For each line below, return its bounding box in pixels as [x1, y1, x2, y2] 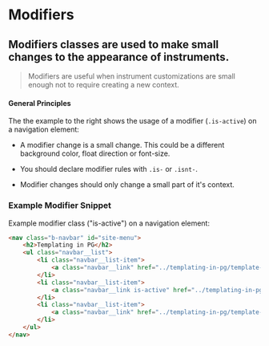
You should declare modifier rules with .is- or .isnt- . [19, 165, 199, 174]
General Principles [8, 98, 71, 108]
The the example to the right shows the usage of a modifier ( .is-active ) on [8, 116, 258, 126]
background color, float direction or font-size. [19, 149, 171, 158]
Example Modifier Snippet [8, 200, 112, 211]
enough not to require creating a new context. [27, 80, 180, 89]
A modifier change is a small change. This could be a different [19, 140, 225, 150]
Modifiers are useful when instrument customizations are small [27, 71, 236, 81]
